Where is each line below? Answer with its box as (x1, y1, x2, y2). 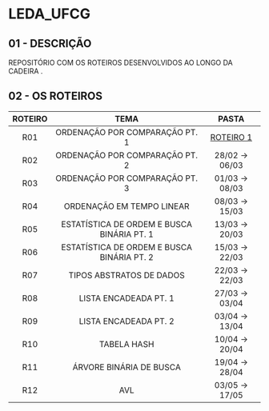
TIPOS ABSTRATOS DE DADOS (68, 269, 186, 281)
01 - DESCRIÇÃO (8, 37, 92, 50)
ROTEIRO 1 (210, 131, 252, 142)
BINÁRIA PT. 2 (99, 251, 154, 262)
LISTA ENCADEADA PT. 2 (78, 315, 175, 326)
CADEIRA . (8, 66, 43, 76)
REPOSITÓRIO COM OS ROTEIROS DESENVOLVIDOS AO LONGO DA (8, 58, 234, 67)
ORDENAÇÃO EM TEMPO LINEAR (63, 201, 190, 212)
